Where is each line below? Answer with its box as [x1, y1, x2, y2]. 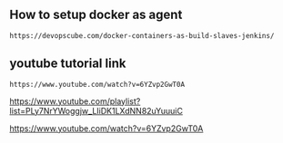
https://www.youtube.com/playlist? [9, 95, 141, 107]
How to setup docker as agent [9, 7, 183, 23]
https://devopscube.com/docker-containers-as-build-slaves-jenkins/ [9, 31, 275, 40]
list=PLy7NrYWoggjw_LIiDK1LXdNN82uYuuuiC [9, 105, 184, 116]
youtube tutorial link [9, 56, 126, 71]
